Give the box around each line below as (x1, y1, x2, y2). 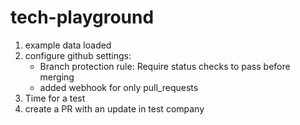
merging (39, 71, 75, 83)
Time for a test (24, 92, 86, 104)
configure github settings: (24, 49, 132, 61)
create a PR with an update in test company (24, 102, 205, 115)
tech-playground (10, 6, 155, 29)
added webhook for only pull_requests (39, 81, 199, 93)
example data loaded (24, 39, 112, 51)
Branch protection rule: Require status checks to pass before (39, 60, 291, 72)
